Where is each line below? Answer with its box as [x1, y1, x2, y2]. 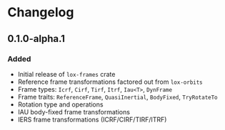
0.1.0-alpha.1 [7, 33, 66, 45]
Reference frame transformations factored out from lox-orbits [17, 77, 204, 86]
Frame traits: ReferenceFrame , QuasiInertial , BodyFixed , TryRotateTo [17, 92, 218, 101]
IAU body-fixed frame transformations [17, 107, 131, 116]
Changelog [7, 4, 74, 21]
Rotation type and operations [17, 100, 104, 109]
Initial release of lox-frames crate [17, 70, 116, 78]
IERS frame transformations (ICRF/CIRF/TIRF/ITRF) [17, 115, 167, 124]
